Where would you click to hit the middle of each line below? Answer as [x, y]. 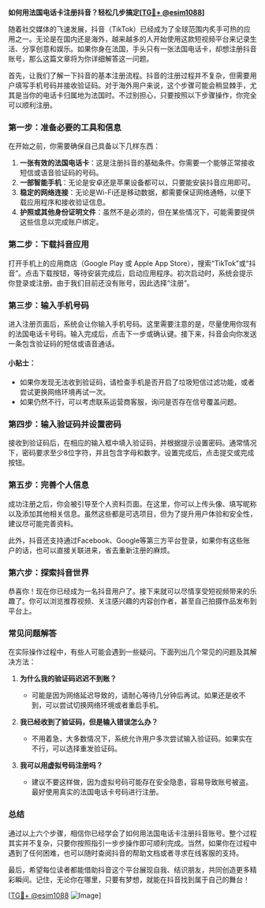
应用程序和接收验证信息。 [68, 202]
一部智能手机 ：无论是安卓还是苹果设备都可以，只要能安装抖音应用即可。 [137, 183]
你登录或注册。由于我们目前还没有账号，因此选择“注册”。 [101, 282]
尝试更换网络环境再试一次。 [65, 392]
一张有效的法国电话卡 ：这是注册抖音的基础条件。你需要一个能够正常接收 [137, 163]
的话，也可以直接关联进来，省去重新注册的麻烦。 [94, 550]
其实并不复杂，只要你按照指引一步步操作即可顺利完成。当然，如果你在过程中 [132, 843]
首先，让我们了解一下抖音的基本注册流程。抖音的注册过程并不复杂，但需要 [129, 75]
